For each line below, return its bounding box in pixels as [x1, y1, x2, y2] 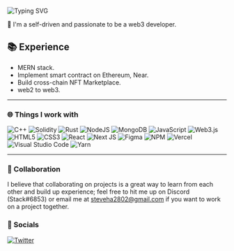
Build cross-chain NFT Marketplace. [17, 78, 121, 87]
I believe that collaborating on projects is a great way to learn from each [7, 180, 214, 189]
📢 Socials [7, 220, 40, 230]
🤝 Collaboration [7, 164, 61, 174]
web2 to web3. [17, 85, 61, 94]
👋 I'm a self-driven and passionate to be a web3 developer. [7, 20, 176, 28]
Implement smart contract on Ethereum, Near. [17, 71, 149, 79]
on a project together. [7, 203, 70, 211]
